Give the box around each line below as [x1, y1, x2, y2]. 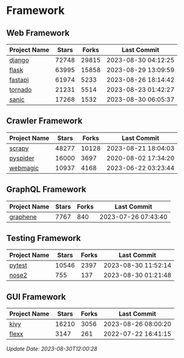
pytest [9, 261, 27, 270]
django [9, 56, 29, 64]
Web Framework [6, 28, 70, 38]
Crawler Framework [6, 116, 83, 126]
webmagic [9, 164, 39, 172]
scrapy [9, 144, 29, 152]
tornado [9, 85, 32, 94]
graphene [9, 213, 38, 221]
